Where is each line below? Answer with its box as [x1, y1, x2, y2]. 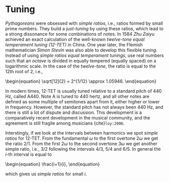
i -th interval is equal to [5, 151, 52, 157]
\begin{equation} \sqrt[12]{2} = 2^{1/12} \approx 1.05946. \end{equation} [5, 78, 156, 84]
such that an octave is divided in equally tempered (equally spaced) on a [5, 57, 156, 64]
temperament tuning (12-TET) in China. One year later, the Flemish [5, 41, 143, 47]
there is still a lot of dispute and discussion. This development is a [5, 109, 142, 115]
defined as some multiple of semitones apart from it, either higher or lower [5, 98, 160, 104]
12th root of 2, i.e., [5, 68, 43, 74]
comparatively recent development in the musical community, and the [5, 114, 150, 120]
